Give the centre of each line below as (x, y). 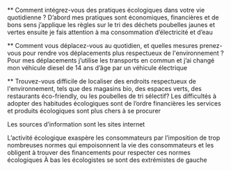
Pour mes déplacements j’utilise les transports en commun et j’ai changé (111, 60)
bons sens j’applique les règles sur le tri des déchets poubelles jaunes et (111, 25)
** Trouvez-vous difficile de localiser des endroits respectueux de (102, 81)
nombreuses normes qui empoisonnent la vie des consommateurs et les (111, 145)
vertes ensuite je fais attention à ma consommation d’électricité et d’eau (110, 32)
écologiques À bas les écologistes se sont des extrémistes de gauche (107, 160)
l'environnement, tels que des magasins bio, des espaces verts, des (104, 89)
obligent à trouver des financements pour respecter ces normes (99, 153)
